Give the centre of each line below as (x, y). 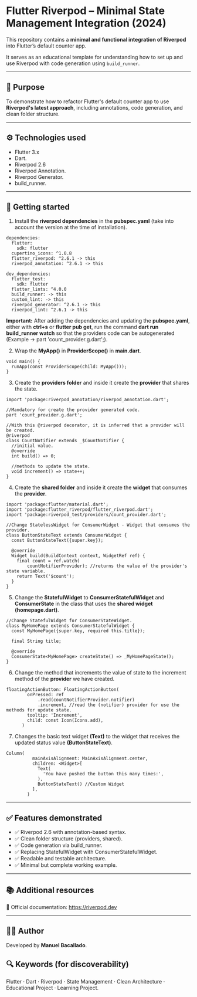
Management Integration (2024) (86, 23)
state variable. (26, 571)
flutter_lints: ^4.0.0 (39, 289)
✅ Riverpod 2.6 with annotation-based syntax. (70, 832)
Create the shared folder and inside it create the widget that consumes (101, 487)
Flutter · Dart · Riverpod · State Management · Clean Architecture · (86, 981)
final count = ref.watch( (48, 561)
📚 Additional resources (50, 890)
